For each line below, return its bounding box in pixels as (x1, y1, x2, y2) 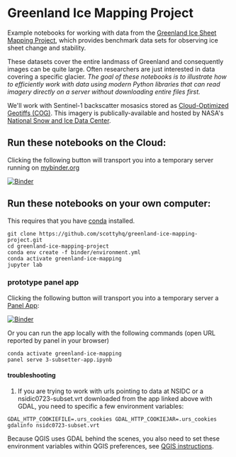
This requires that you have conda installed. (7, 216, 135, 225)
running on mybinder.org (7, 163, 80, 172)
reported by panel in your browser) (7, 336, 110, 345)
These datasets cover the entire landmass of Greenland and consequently (7, 57, 224, 65)
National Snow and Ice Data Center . (7, 116, 111, 125)
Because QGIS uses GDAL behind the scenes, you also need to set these (7, 434, 220, 443)
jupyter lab (7, 261, 43, 268)
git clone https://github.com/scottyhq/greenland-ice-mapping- (7, 230, 198, 237)
